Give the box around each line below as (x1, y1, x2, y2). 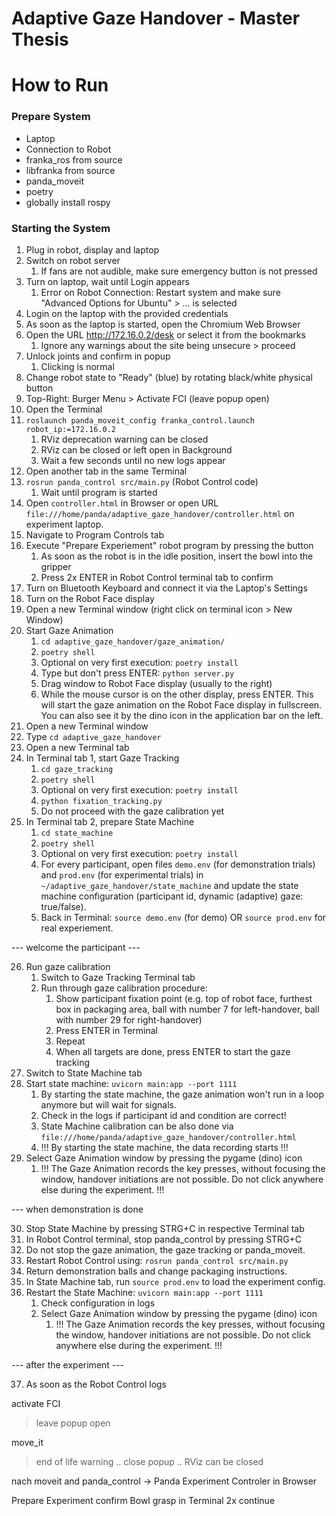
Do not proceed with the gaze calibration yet (40, 805, 225, 817)
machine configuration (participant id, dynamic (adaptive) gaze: (40, 890, 304, 902)
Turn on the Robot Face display (25, 592, 155, 604)
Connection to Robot (25, 143, 112, 155)
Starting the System (11, 221, 111, 235)
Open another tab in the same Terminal (25, 465, 188, 477)
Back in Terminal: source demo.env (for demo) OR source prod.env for (40, 911, 327, 923)
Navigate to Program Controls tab (25, 528, 165, 541)
